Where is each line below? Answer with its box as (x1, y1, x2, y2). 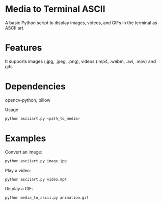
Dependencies (5, 81, 66, 92)
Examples (5, 133, 46, 144)
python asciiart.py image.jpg (5, 158, 67, 163)
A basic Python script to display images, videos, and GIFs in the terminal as (5, 20, 158, 26)
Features (5, 42, 42, 54)
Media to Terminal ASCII (5, 3, 106, 15)
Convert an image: (5, 149, 43, 155)
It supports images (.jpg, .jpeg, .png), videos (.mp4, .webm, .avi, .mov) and (5, 58, 156, 64)
